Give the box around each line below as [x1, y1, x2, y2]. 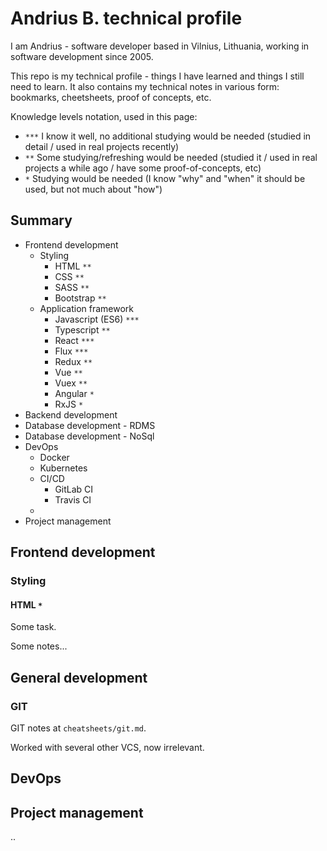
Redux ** [54, 355, 93, 367]
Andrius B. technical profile [10, 7, 243, 30]
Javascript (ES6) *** [54, 313, 140, 325]
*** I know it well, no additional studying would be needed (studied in [24, 130, 312, 142]
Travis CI [54, 493, 92, 506]
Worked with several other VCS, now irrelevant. [10, 741, 205, 753]
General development [10, 669, 148, 686]
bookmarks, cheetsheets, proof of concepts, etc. [10, 91, 212, 103]
